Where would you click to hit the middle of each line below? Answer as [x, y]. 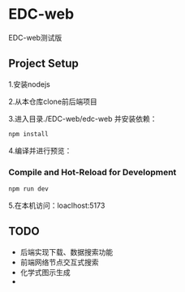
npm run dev [28, 189]
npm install [28, 134]
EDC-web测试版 [35, 37]
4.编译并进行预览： [40, 150]
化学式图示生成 [45, 272]
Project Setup [44, 64]
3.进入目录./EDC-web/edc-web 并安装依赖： [83, 118]
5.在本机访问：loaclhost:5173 [57, 205]
